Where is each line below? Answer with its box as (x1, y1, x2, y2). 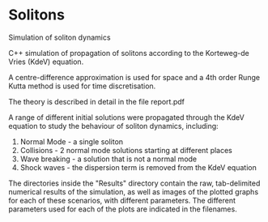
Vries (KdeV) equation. (8, 57, 84, 66)
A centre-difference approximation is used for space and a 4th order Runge (8, 72, 261, 82)
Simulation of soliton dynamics (8, 32, 111, 42)
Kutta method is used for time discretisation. (8, 81, 156, 91)
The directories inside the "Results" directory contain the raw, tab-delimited (8, 178, 261, 188)
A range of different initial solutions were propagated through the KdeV (8, 112, 245, 122)
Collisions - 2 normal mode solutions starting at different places (19, 145, 232, 155)
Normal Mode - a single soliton (19, 136, 124, 147)
